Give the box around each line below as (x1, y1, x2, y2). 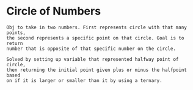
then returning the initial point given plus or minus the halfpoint (6, 67, 188, 73)
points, (6, 29, 26, 36)
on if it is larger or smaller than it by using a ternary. (6, 77, 163, 83)
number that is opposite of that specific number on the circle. (6, 46, 176, 52)
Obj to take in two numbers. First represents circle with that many (6, 24, 188, 30)
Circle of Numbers (6, 4, 101, 18)
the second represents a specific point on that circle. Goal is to (6, 35, 184, 41)
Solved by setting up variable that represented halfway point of (6, 56, 179, 62)
